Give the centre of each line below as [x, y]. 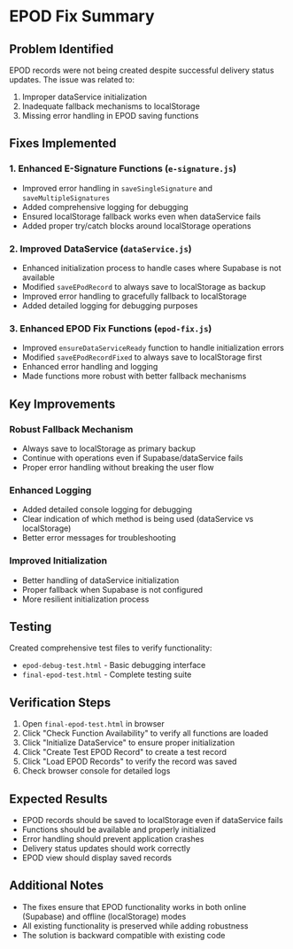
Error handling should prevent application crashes [113, 839]
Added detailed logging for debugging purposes [110, 305]
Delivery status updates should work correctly [106, 848]
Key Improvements [62, 404]
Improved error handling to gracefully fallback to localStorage [134, 296]
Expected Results [58, 799]
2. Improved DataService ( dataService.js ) [100, 248]
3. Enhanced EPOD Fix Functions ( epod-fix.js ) [111, 328]
